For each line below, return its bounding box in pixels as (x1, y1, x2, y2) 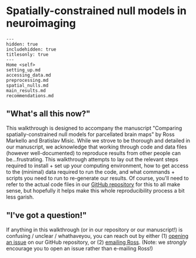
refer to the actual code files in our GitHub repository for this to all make (6, 181, 181, 188)
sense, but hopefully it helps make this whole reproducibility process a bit (6, 187, 185, 194)
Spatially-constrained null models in (6, 4, 187, 18)
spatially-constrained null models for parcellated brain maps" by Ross (6, 131, 175, 138)
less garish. (6, 193, 34, 200)
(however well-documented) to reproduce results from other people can (6, 149, 181, 157)
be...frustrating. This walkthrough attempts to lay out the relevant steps (6, 156, 178, 163)
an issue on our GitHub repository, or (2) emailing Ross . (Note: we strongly (6, 239, 187, 246)
